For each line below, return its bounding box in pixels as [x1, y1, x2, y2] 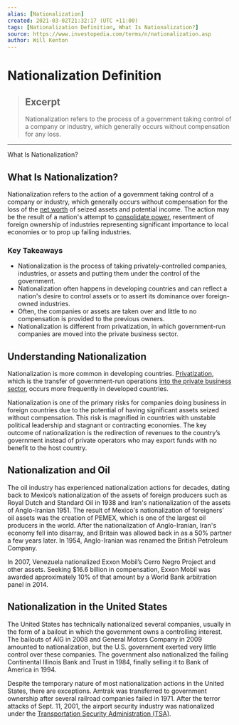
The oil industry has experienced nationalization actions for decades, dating [7, 483, 230, 491]
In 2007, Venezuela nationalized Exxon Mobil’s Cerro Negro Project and [7, 557, 216, 566]
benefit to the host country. [7, 444, 87, 452]
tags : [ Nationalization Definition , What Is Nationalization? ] [7, 24, 199, 31]
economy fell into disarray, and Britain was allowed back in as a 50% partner [7, 528, 232, 537]
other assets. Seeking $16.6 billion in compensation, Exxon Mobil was [7, 565, 211, 573]
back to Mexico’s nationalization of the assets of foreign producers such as [7, 491, 228, 499]
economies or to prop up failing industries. [7, 227, 132, 236]
